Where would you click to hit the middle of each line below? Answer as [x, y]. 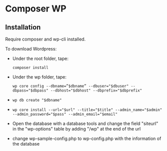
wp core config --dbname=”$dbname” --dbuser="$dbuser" [71, 86]
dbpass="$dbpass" [30, 90]
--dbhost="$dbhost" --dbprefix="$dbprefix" [96, 90]
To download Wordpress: [31, 49]
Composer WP [36, 9]
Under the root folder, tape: [40, 58]
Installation [23, 27]
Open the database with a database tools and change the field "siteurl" [85, 123]
